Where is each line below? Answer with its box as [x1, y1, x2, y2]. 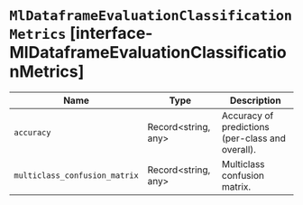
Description [229, 94, 281, 107]
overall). [221, 143, 257, 155]
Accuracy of [221, 109, 274, 122]
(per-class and [221, 132, 286, 144]
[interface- [69, 23, 153, 43]
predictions [221, 120, 271, 133]
